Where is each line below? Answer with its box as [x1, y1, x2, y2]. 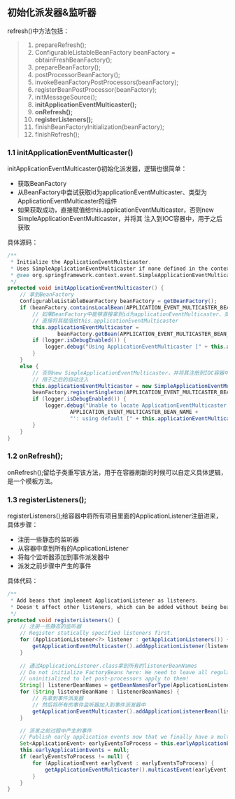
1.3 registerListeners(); [7, 495, 87, 504]
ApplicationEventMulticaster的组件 [17, 197, 117, 206]
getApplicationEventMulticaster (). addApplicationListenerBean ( [32, 708, 220, 715]
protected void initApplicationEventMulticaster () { [7, 285, 164, 292]
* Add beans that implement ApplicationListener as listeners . [10, 597, 199, 604]
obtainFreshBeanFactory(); [34, 55, 113, 64]
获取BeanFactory [17, 180, 67, 188]
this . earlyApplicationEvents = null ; [20, 746, 130, 754]
